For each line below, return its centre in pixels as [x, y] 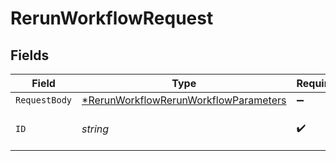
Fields [30, 55]
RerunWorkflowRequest [112, 18]
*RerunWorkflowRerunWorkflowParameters [184, 100]
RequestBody [44, 100]
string [95, 129]
